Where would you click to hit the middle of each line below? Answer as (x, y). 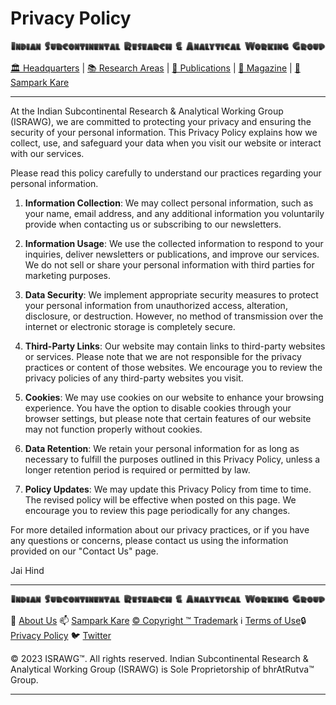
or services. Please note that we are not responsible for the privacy (163, 356)
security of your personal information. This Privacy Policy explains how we (164, 132)
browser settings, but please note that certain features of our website (168, 418)
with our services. (47, 153)
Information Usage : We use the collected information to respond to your (174, 243)
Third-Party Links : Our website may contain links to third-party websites (175, 346)
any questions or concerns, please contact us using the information (149, 540)
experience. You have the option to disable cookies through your (158, 408)
